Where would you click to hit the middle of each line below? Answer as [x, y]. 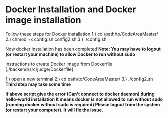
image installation [43, 20]
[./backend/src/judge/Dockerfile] [39, 69]
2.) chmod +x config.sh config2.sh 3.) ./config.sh [56, 39]
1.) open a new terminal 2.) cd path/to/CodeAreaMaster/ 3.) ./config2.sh [79, 79]
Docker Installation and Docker [71, 9]
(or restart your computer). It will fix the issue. [54, 110]
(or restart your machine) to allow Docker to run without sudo [70, 54]
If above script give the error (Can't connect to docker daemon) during [80, 94]
